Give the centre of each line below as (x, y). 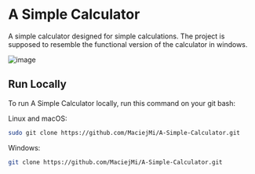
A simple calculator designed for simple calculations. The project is (117, 36)
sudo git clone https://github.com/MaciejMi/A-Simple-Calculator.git (124, 132)
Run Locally (37, 84)
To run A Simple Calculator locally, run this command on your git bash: (122, 103)
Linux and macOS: (38, 118)
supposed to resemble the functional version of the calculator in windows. (128, 44)
